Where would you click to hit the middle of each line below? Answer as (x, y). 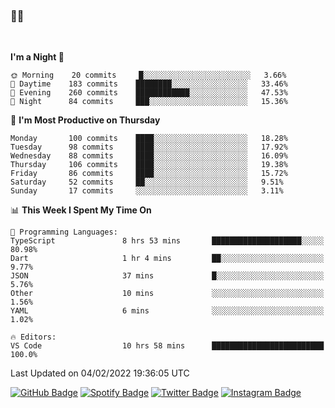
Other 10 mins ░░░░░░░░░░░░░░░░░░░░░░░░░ (167, 294)
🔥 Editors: (33, 337)
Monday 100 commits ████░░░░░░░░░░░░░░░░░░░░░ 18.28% (149, 139)
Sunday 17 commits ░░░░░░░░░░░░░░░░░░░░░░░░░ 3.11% (147, 191)
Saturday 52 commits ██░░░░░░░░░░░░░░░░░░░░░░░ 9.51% (147, 182)
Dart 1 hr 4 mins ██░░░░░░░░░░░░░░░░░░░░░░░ (167, 259)
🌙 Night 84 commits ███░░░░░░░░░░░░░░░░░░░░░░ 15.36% (149, 102)
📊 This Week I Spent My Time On (81, 210)
